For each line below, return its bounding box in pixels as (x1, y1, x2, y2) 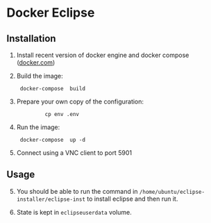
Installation (6, 33, 56, 44)
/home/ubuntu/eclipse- (139, 188, 205, 195)
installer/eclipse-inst (16, 196, 86, 203)
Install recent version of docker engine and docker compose (16, 51, 189, 59)
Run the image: (16, 123, 60, 131)
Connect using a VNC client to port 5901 (16, 149, 133, 157)
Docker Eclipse (6, 5, 95, 21)
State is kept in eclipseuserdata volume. (16, 208, 133, 216)
